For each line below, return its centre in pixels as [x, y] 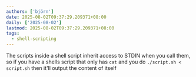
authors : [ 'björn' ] [30, 11]
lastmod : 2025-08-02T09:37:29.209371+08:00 [60, 28]
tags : [13, 34]
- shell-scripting [34, 39]
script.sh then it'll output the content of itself [61, 68]
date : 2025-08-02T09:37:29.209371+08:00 [57, 17]
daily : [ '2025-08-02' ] [34, 22]
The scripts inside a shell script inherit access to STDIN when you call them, [98, 56]
